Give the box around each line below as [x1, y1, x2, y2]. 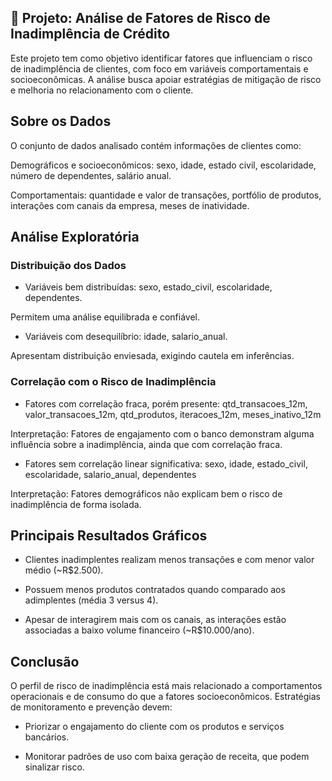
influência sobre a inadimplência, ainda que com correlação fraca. [10, 438, 283, 450]
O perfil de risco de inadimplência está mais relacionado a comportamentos [10, 680, 323, 692]
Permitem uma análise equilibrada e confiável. [10, 311, 201, 323]
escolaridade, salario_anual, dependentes [24, 468, 197, 480]
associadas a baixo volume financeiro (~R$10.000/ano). [24, 624, 255, 636]
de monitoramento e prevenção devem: [10, 701, 173, 713]
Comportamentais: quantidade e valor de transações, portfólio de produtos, [10, 189, 322, 201]
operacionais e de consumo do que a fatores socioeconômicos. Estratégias [10, 691, 321, 703]
